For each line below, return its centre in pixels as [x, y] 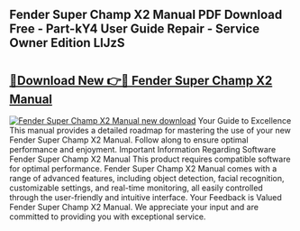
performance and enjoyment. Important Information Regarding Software [143, 149]
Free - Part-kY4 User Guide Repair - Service [135, 29]
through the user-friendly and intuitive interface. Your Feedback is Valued [145, 197]
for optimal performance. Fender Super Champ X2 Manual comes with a [143, 169]
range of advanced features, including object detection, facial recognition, [147, 178]
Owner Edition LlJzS [67, 43]
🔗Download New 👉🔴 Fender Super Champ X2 [141, 80]
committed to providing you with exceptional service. [108, 217]
